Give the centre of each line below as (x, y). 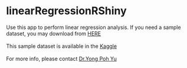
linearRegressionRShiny (66, 11)
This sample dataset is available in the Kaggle (61, 46)
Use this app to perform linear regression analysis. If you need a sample (93, 27)
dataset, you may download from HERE (54, 33)
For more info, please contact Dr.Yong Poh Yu (61, 59)
